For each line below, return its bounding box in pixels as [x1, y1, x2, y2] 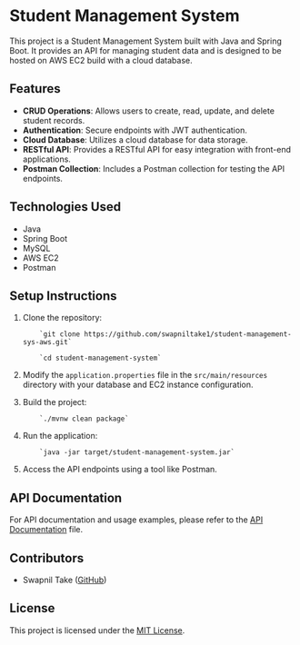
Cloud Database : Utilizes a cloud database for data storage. [22, 134, 248, 145]
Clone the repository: [22, 313, 103, 323]
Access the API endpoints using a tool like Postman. [22, 464, 218, 475]
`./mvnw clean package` [39, 414, 129, 423]
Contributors [9, 551, 85, 566]
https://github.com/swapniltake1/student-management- [84, 330, 293, 339]
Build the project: [22, 397, 87, 408]
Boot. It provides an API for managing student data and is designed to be [9, 45, 282, 55]
